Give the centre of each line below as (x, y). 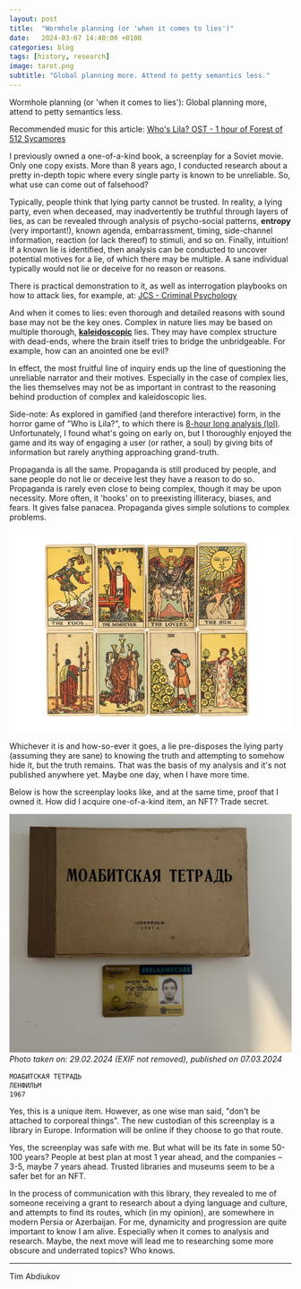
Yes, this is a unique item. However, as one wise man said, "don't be (135, 1111)
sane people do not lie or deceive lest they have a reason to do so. (132, 478)
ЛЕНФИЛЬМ (26, 1085)
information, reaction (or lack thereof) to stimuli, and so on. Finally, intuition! (149, 240)
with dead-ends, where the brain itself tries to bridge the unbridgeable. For (147, 341)
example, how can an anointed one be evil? (89, 350)
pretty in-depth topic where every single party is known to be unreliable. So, (150, 175)
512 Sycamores (38, 138)
